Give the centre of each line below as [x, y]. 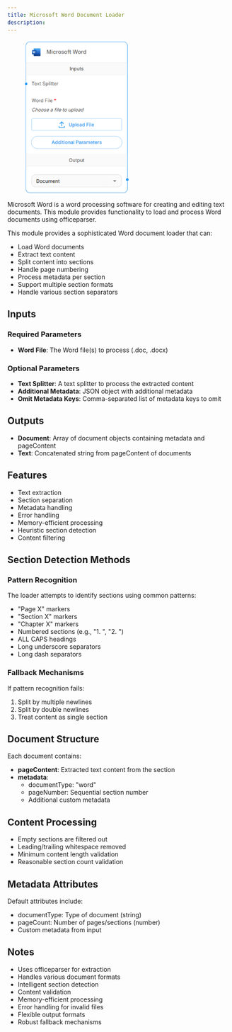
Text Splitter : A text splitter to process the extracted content [106, 383]
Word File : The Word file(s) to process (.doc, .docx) [93, 350]
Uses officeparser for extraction [64, 969]
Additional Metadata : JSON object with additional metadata [105, 391]
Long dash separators [50, 654]
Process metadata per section [61, 277]
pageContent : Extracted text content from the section [96, 770]
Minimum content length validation [68, 854]
